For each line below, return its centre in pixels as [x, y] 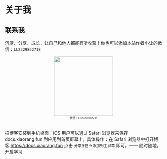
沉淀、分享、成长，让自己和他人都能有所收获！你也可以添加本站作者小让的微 [83, 43]
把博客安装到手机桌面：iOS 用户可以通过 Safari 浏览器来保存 [67, 133]
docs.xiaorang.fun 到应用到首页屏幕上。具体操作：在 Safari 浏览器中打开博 [82, 139]
